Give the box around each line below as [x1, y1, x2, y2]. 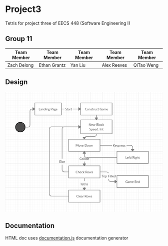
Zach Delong [7, 62, 34, 68]
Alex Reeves [101, 62, 127, 68]
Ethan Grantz [38, 62, 66, 68]
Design [5, 78, 28, 86]
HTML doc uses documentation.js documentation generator [5, 234, 128, 241]
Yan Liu [70, 62, 86, 68]
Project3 [5, 4, 41, 15]
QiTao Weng [133, 62, 159, 68]
